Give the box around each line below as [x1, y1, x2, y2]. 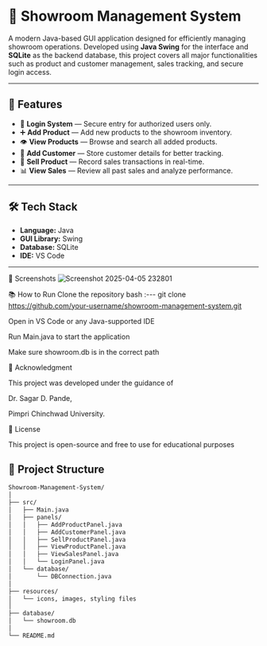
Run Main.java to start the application [8, 332, 130, 341]
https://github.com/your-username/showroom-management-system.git [8, 301, 242, 310]
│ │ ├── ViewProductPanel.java [8, 543, 126, 551]
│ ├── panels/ [8, 513, 62, 521]
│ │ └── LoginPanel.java [8, 558, 105, 566]
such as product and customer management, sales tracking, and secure [8, 59, 244, 68]
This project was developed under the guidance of [8, 378, 174, 387]
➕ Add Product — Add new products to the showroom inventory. [19, 127, 233, 137]
